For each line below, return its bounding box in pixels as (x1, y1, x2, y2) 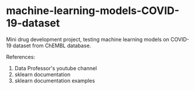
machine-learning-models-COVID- (6, 4, 180, 18)
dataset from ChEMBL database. (12, 42, 91, 49)
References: (6, 53, 35, 60)
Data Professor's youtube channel (14, 64, 97, 71)
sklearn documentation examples (14, 77, 95, 84)
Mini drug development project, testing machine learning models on (6, 36, 170, 43)
